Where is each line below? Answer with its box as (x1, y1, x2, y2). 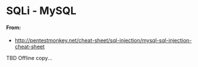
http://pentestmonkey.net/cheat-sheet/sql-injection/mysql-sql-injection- (14, 37, 192, 44)
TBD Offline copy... (6, 55, 52, 62)
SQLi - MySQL (6, 4, 77, 18)
